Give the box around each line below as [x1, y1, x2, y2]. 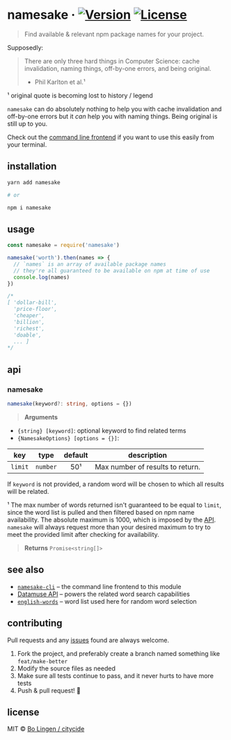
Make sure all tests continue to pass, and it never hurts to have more [17, 671, 214, 679]
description [128, 450, 168, 460]
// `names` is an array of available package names [13, 261, 167, 268]
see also [7, 564, 45, 576]
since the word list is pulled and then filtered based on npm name [7, 508, 195, 516]
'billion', [13, 319, 45, 325]
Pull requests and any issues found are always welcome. [7, 636, 170, 644]
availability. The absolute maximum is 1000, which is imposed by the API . [7, 515, 216, 524]
